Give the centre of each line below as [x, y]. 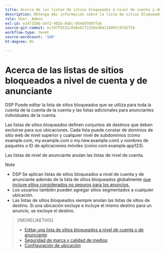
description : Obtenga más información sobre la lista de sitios [72, 14]
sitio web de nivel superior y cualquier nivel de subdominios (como [73, 135]
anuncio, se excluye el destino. [43, 211]
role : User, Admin [24, 19]
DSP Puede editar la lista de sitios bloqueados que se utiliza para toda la [78, 105]
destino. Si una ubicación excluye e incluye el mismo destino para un [82, 205]
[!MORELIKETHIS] [35, 220]
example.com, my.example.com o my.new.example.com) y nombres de [77, 140]
